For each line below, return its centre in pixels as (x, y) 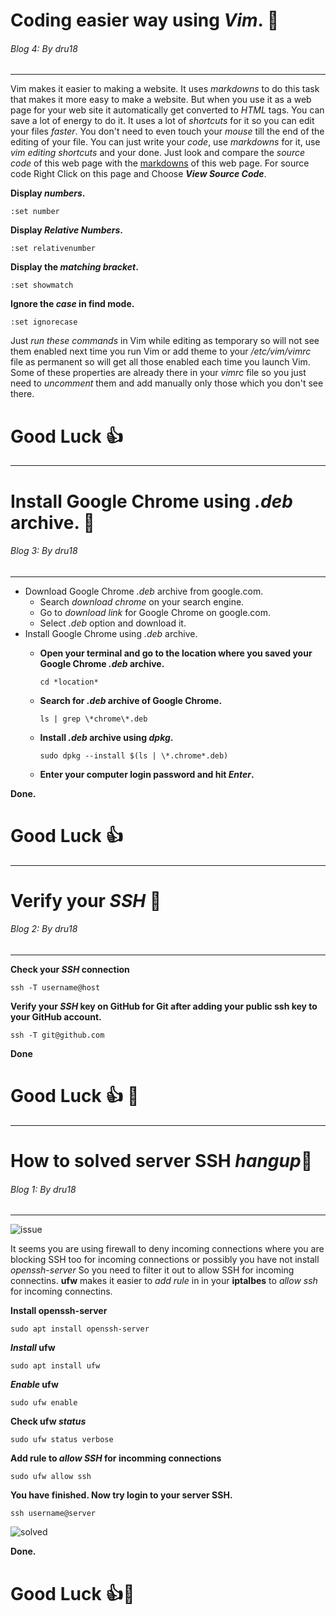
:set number (35, 212)
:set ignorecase (44, 322)
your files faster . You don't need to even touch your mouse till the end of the (167, 131)
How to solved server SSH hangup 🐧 (161, 1161)
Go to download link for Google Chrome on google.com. (155, 612)
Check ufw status (48, 1421)
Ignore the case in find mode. (72, 304)
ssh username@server (53, 1514)
